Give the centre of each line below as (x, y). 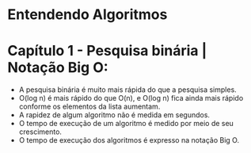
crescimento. (40, 132)
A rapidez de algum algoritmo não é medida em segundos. (114, 115)
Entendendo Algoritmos (87, 15)
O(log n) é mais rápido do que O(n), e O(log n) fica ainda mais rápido (131, 98)
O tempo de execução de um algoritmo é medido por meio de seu (126, 124)
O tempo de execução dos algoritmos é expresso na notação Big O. (129, 140)
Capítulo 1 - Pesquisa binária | (107, 51)
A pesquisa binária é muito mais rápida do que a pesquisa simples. (127, 90)
